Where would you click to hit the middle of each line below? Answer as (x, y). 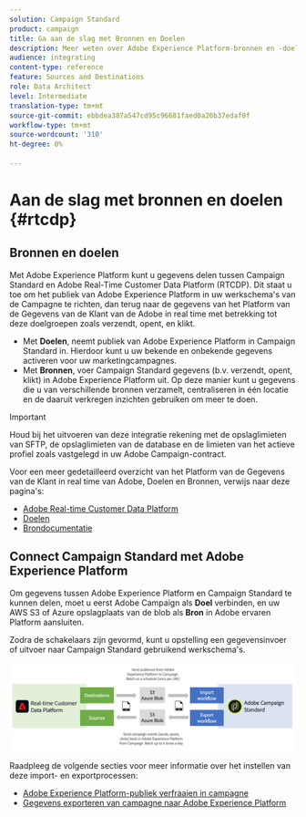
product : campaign (44, 29)
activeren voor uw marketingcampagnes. (100, 360)
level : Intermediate (49, 96)
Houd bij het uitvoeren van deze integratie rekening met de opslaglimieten (148, 434)
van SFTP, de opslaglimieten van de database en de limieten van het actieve (153, 444)
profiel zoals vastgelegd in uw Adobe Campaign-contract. (118, 454)
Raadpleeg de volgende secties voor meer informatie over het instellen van (150, 765)
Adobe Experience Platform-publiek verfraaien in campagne (135, 792)
